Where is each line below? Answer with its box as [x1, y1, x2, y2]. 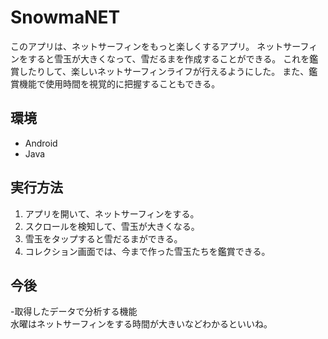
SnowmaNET [10, 6, 121, 29]
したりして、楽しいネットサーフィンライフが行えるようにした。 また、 [18, 65, 310, 77]
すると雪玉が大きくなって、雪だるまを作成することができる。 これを [27, 52, 310, 65]
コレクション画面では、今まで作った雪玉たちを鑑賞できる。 [24, 245, 271, 257]
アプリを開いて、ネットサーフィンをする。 [24, 207, 200, 220]
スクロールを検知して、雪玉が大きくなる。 [24, 220, 200, 232]
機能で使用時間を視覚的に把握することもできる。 [18, 77, 221, 90]
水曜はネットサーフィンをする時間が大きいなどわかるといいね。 [10, 318, 273, 330]
